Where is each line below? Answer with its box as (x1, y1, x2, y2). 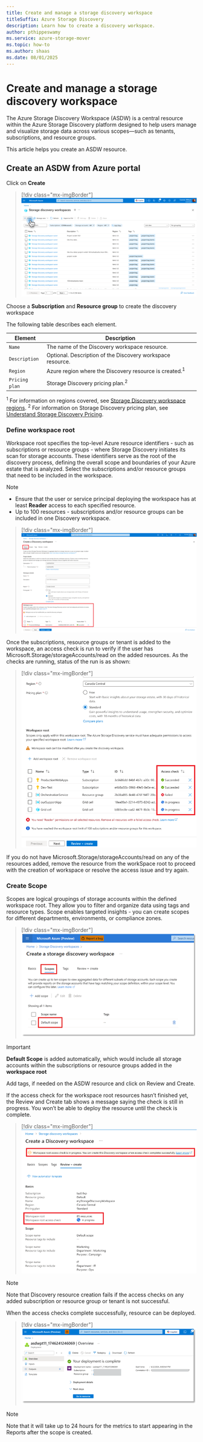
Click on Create (6, 179, 45, 186)
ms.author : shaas (6, 49, 50, 55)
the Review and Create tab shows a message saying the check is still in (6, 1098, 184, 1105)
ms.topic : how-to (6, 42, 50, 48)
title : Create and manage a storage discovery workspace (6, 10, 153, 16)
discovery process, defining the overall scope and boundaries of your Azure (6, 459, 196, 467)
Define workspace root (6, 426, 76, 434)
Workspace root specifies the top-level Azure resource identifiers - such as (6, 440, 195, 447)
